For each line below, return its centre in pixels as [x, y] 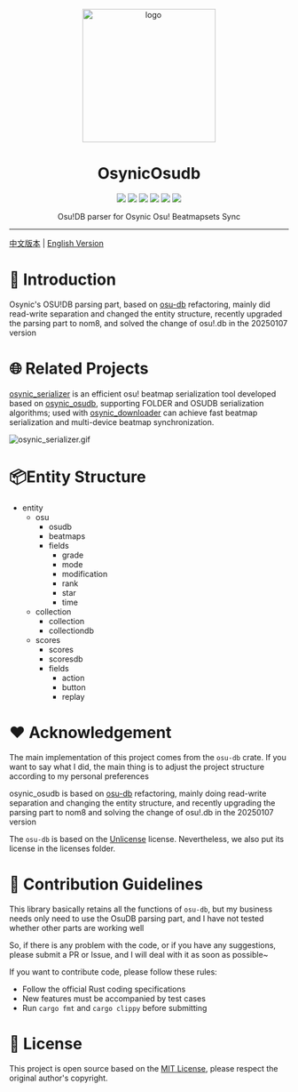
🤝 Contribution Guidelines [106, 884]
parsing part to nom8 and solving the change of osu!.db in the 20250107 [141, 812]
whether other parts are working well [77, 927]
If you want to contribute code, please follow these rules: [113, 972]
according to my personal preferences [79, 776]
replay [73, 696]
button [74, 687]
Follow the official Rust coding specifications [104, 989]
